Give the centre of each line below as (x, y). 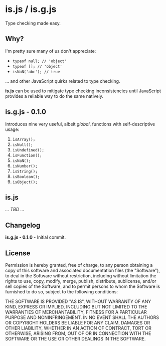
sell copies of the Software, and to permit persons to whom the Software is (83, 286)
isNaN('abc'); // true (36, 72)
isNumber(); (25, 166)
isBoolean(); (26, 177)
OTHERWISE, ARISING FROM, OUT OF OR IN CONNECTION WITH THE (78, 333)
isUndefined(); (28, 150)
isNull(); (23, 145)
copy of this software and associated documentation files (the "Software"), (83, 270)
